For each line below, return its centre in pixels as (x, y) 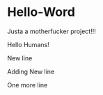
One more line (27, 85)
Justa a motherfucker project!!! (51, 31)
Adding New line (31, 71)
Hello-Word (41, 12)
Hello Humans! (29, 44)
